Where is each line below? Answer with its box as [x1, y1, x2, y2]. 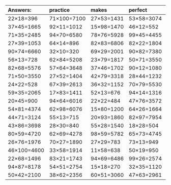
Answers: [8, 7, 32, 13]
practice [49, 7, 70, 13]
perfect [129, 7, 148, 13]
